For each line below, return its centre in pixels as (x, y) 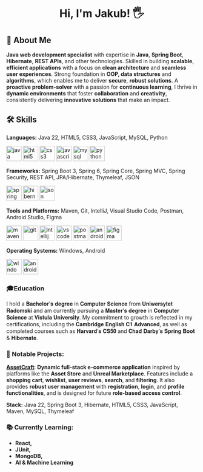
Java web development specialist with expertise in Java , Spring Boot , (95, 55)
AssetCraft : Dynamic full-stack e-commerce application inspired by (93, 368)
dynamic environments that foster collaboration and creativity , (87, 93)
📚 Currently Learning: (40, 428)
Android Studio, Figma (34, 217)
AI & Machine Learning (44, 462)
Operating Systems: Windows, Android (56, 250)
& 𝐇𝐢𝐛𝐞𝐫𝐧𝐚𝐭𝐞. (22, 338)
